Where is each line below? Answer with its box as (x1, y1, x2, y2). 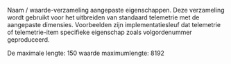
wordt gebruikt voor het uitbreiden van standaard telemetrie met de (7, 13, 200, 22)
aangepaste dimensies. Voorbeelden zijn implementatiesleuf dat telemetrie (7, 21, 221, 29)
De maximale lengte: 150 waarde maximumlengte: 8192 (7, 49, 165, 57)
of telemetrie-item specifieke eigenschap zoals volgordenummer (7, 28, 192, 36)
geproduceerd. (7, 35, 50, 44)
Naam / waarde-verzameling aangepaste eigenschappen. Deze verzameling (7, 6, 225, 14)
